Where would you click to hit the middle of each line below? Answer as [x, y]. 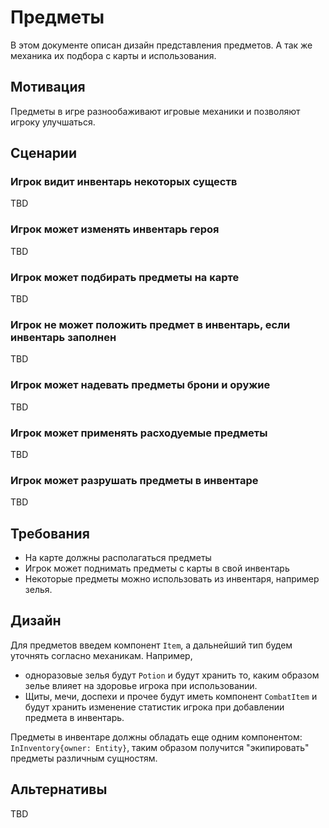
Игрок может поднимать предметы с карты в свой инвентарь [157, 568]
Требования [50, 533]
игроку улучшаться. [53, 122]
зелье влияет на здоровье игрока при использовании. [141, 685]
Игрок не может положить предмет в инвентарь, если [150, 324]
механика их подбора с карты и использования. [113, 55]
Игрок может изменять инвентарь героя [115, 229]
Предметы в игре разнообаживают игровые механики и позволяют [155, 111]
